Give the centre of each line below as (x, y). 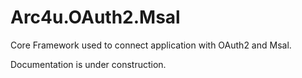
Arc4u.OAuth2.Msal (95, 17)
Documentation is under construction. (88, 64)
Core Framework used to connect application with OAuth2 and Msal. (151, 45)
